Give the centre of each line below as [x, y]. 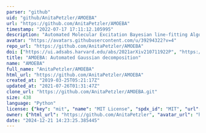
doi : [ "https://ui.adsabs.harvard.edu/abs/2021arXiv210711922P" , [91, 52]
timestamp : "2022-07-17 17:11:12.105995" [60, 29]
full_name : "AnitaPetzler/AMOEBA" [51, 69]
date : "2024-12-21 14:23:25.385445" [53, 120]
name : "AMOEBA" [26, 63]
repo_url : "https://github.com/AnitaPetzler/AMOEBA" [75, 47]
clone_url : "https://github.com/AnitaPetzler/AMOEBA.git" [82, 92]
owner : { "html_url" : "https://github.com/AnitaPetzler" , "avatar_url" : [100, 115]
